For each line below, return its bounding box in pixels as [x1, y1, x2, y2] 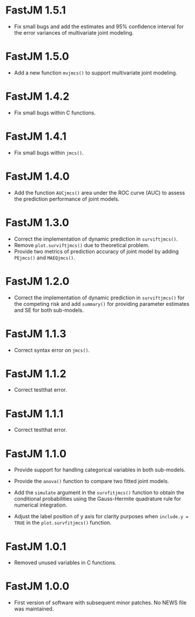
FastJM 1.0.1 [5, 540, 66, 553]
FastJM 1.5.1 [5, 4, 66, 17]
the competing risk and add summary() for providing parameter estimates [14, 300, 190, 307]
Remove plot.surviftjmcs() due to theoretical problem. [14, 241, 150, 248]
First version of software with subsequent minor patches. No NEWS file [14, 599, 187, 606]
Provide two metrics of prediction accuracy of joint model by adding [14, 248, 179, 255]
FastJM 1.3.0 [5, 215, 69, 229]
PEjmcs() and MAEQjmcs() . [14, 254, 76, 261]
